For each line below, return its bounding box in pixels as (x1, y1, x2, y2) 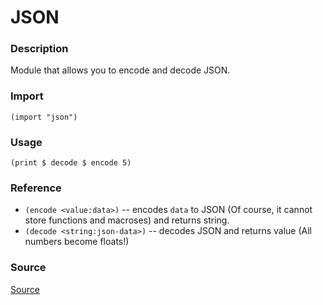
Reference (10, 181, 62, 195)
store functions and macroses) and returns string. (24, 214, 230, 226)
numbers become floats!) (24, 236, 130, 248)
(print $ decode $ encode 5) (10, 158, 132, 168)
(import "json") (10, 112, 78, 122)
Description (10, 42, 69, 56)
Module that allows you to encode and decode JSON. (10, 64, 231, 76)
